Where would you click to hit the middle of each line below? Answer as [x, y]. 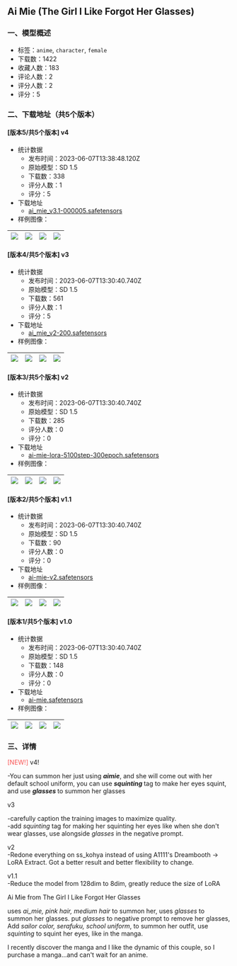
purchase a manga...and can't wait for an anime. [78, 955]
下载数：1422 [37, 59]
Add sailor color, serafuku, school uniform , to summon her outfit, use [108, 926]
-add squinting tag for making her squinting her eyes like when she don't [113, 826]
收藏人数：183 [38, 67]
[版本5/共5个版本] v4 [38, 132]
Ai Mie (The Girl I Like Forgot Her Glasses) [101, 12]
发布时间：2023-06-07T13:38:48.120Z [84, 158]
